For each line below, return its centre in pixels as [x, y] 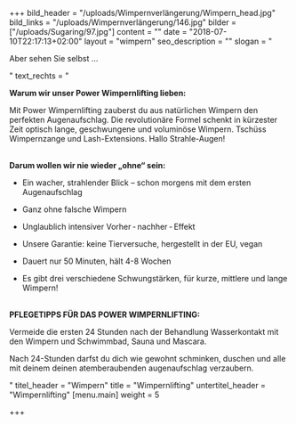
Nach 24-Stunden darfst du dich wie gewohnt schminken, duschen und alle [148, 359]
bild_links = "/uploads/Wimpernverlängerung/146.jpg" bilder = [123, 22]
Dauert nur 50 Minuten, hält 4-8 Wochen [96, 261]
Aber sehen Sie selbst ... [54, 58]
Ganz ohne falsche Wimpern [74, 209]
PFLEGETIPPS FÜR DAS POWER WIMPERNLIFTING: [105, 314]
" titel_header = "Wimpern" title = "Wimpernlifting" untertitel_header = [138, 385]
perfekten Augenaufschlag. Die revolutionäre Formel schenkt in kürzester [144, 120]
